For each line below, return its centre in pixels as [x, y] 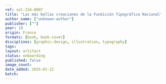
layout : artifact [23, 51]
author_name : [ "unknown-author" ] [40, 19]
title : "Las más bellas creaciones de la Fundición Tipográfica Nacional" [84, 14]
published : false [23, 60]
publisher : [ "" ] [22, 23]
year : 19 [14, 28]
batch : [12, 74]
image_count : [19, 65]
